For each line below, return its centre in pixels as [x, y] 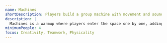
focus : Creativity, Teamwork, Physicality [50, 33]
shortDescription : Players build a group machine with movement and [78, 14]
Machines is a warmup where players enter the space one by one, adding [86, 23]
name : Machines [21, 10]
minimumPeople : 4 [23, 28]
